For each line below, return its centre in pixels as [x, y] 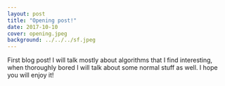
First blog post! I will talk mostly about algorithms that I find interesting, [110, 60]
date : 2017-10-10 [33, 27]
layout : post [26, 14]
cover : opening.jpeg [38, 33]
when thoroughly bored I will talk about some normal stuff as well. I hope [112, 68]
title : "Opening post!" [42, 20]
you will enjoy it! [31, 75]
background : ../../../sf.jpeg [52, 40]
